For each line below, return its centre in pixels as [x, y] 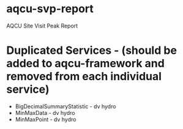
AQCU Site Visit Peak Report [42, 26]
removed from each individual [84, 77]
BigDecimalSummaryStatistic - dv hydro [65, 106]
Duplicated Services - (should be [92, 50]
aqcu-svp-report [50, 9]
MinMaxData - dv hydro [45, 112]
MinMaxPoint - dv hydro [46, 119]
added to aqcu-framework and [86, 64]
